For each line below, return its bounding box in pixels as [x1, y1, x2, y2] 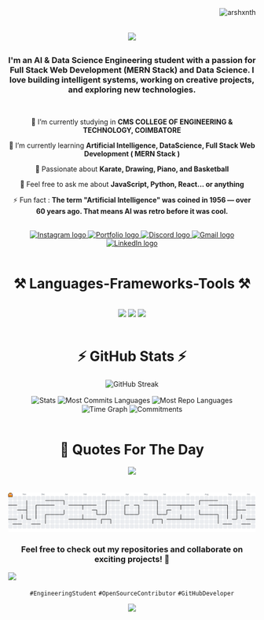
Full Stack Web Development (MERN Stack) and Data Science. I [9, 64, 255, 75]
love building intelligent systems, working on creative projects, [9, 75, 255, 86]
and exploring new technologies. [68, 84, 196, 95]
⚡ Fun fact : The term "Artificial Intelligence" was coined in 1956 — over [13, 196, 251, 205]
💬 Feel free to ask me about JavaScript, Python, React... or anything [19, 180, 245, 189]
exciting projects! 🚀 [93, 554, 170, 565]
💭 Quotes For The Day [60, 440, 204, 458]
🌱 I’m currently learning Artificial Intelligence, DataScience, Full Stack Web [9, 141, 255, 150]
